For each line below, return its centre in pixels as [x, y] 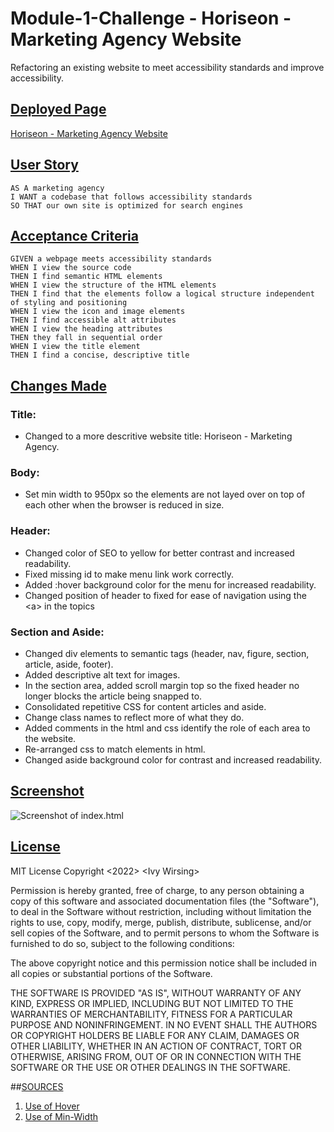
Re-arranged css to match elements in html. [115, 749]
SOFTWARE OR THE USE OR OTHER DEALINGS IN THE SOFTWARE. [150, 1067]
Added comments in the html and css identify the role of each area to [167, 728]
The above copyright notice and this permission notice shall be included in [163, 963]
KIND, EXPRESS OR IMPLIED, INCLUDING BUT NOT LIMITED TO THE [152, 1003]
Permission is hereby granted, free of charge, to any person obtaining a [157, 890]
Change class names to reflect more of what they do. [134, 717]
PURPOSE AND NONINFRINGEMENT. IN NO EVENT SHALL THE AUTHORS [164, 1024]
